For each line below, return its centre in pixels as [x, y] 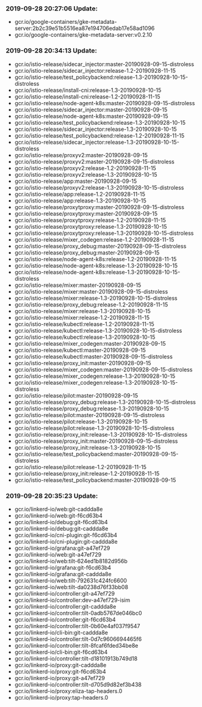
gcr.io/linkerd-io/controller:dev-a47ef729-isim [72, 600]
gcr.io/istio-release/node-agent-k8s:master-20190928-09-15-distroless [105, 103]
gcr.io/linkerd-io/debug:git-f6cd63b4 [61, 522]
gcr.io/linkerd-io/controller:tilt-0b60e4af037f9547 [78, 626]
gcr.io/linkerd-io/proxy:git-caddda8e [60, 665]
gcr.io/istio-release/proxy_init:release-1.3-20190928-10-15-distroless [101, 434]
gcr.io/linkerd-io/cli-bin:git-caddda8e [61, 632]
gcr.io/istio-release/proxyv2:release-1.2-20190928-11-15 [85, 168]
